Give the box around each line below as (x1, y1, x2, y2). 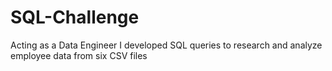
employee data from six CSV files (10, 49, 148, 61)
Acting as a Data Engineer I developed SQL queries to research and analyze (10, 39, 323, 51)
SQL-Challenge (10, 6, 140, 29)
